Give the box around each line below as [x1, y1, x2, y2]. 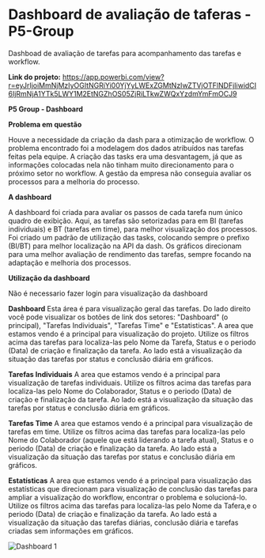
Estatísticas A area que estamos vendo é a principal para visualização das [8, 476, 252, 485]
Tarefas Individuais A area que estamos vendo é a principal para [8, 369, 221, 379]
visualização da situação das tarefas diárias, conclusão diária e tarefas [8, 518, 239, 527]
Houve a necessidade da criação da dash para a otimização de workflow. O [8, 134, 255, 144]
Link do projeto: [8, 72, 61, 81]
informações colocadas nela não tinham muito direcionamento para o [8, 160, 235, 169]
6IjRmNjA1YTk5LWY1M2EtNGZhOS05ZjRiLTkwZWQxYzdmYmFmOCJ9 [8, 89, 237, 98]
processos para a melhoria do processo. [8, 176, 140, 187]
